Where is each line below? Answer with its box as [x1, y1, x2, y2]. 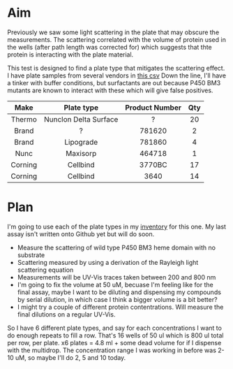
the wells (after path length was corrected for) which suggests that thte [7, 43, 213, 51]
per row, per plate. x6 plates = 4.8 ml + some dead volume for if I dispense [7, 338, 222, 347]
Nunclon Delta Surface [44, 114, 119, 124]
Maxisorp [66, 148, 97, 158]
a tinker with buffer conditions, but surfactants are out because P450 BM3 [7, 78, 221, 87]
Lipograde [64, 137, 98, 147]
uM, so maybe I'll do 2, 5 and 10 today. [15, 353, 126, 361]
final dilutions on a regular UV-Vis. [17, 310, 116, 319]
